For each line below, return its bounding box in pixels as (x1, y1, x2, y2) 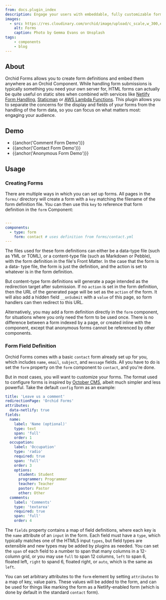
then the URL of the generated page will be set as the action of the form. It (5, 289, 157, 295)
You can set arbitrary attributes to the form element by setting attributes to (5, 574, 159, 580)
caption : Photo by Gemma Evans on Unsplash (14, 30, 105, 35)
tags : (5, 35, 16, 40)
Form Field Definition (5, 343, 57, 350)
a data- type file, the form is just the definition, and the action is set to (5, 263, 147, 270)
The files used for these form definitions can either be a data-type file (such (5, 248, 160, 254)
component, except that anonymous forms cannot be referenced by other (5, 325, 155, 331)
